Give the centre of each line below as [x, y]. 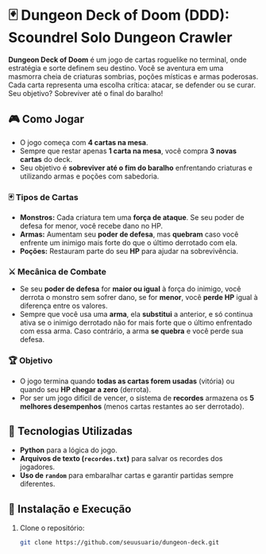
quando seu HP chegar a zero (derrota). [85, 389]
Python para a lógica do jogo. [68, 450]
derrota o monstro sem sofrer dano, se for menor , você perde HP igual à [139, 298]
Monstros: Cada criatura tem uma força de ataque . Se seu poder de [132, 217]
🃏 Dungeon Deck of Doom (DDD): [119, 15]
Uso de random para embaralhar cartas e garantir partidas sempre [127, 475]
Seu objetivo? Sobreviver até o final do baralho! [86, 93]
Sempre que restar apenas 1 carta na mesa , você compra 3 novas [128, 151]
